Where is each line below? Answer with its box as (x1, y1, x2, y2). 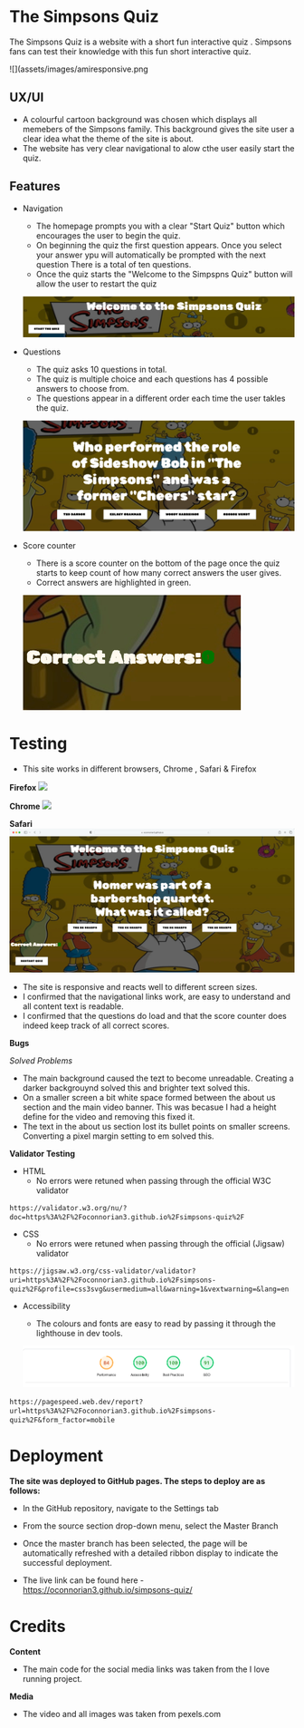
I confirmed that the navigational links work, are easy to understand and (22, 991, 291, 1003)
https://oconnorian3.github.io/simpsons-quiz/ (22, 1585, 193, 1596)
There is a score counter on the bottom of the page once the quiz (35, 558, 280, 568)
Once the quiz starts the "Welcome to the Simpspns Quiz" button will (35, 268, 293, 279)
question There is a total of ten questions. (35, 258, 192, 269)
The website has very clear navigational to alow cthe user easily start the (22, 142, 295, 153)
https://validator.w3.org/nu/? (9, 1204, 128, 1213)
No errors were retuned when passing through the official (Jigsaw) (35, 1238, 285, 1249)
